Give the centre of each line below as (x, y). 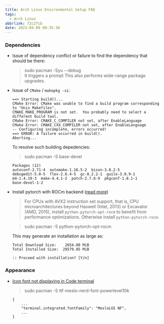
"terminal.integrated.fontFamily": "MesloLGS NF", (74, 308)
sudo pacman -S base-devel (53, 157)
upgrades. (35, 81)
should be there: (29, 61)
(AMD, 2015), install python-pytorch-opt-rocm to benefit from (85, 212)
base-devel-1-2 (28, 183)
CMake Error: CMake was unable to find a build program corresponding (86, 104)
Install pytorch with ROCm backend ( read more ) (60, 192)
